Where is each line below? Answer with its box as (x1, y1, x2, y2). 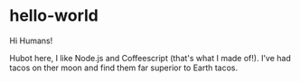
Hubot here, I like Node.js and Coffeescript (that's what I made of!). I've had (9, 52, 292, 63)
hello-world (9, 5, 99, 26)
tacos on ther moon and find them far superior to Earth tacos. (9, 62, 239, 73)
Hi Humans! (9, 35, 53, 46)
